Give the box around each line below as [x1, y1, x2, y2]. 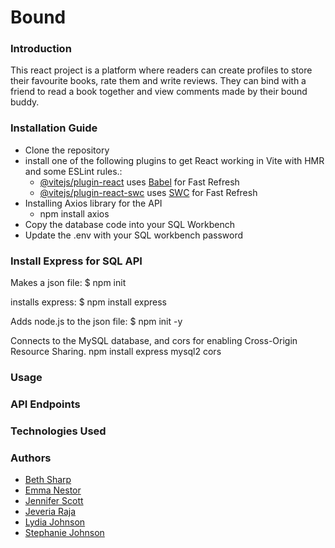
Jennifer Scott [24, 495, 84, 507]
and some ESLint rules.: [24, 165, 123, 177]
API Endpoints [10, 397, 81, 411]
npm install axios [39, 207, 110, 220]
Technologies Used [10, 424, 107, 438]
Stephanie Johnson [24, 527, 105, 539]
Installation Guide [10, 121, 98, 135]
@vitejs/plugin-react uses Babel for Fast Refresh [39, 176, 240, 188]
